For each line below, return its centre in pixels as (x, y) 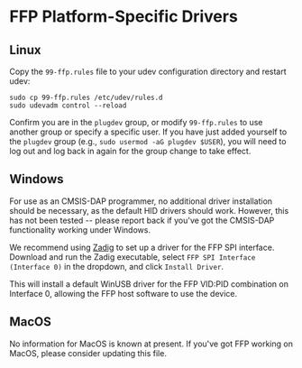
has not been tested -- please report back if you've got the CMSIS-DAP (142, 220)
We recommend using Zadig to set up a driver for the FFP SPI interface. (142, 247)
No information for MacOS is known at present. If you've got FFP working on (151, 344)
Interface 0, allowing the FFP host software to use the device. (124, 293)
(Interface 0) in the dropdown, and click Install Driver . (116, 266)
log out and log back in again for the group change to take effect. (130, 151)
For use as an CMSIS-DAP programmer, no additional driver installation (141, 201)
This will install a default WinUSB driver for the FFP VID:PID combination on (149, 284)
